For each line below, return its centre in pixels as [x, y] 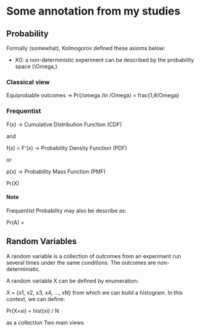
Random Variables [42, 241]
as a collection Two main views [45, 322]
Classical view [28, 82]
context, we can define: [36, 299]
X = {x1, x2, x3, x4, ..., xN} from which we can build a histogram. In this [95, 292]
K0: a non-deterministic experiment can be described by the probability [105, 60]
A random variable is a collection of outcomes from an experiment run [94, 256]
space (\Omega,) [36, 66]
